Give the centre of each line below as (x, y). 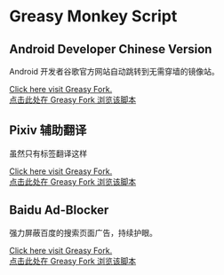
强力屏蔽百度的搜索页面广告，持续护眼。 (83, 232)
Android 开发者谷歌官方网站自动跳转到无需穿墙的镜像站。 (114, 71)
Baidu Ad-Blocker (59, 210)
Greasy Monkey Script (93, 16)
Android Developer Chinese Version (111, 49)
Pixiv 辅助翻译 (48, 130)
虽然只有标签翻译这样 (48, 153)
